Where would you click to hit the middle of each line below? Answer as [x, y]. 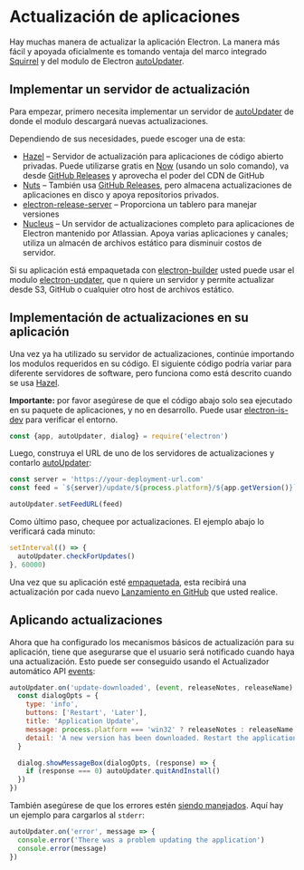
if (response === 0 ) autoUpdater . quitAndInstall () [123, 771]
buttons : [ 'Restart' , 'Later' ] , [86, 713]
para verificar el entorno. [72, 420]
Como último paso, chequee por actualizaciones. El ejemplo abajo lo [137, 522]
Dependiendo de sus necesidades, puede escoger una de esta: [128, 139]
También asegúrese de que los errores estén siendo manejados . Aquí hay [147, 805]
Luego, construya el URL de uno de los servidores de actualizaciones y [142, 453]
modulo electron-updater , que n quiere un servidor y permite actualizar [142, 279]
